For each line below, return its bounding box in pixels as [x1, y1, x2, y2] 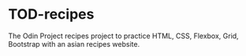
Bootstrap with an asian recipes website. [8, 39, 140, 48]
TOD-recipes [8, 5, 95, 23]
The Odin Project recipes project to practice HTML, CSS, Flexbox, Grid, [8, 31, 239, 40]
